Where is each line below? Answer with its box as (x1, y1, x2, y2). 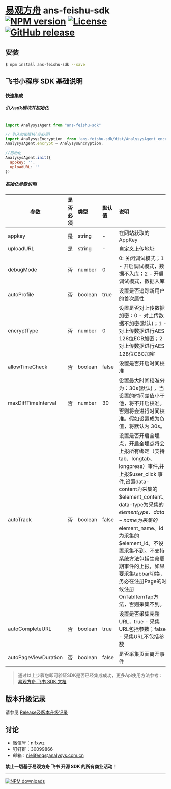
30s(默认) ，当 (129, 385, 164, 392)
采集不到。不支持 (124, 547, 165, 554)
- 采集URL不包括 (119, 633, 159, 640)
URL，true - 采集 (119, 618, 160, 625)
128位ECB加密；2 (119, 335, 163, 342)
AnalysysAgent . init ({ (5, 155, 51, 160)
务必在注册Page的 (119, 578, 162, 585)
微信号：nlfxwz (12, 740, 45, 746)
